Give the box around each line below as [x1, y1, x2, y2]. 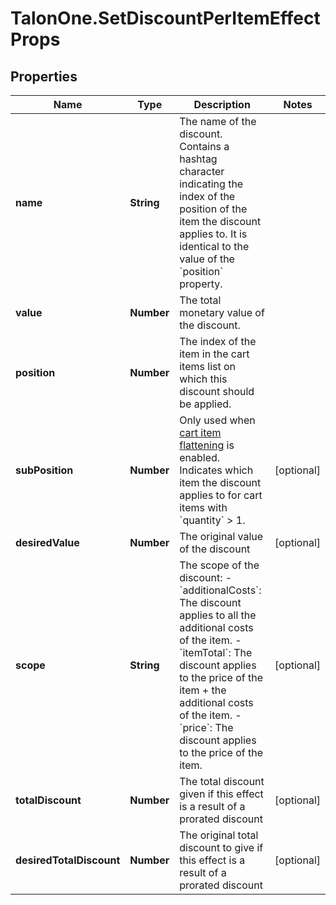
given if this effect [179, 787, 264, 801]
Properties [10, 68, 78, 85]
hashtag [179, 152, 218, 166]
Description [193, 98, 251, 111]
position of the [179, 202, 248, 216]
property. [179, 277, 223, 291]
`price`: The [179, 721, 234, 734]
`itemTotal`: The [179, 646, 253, 659]
